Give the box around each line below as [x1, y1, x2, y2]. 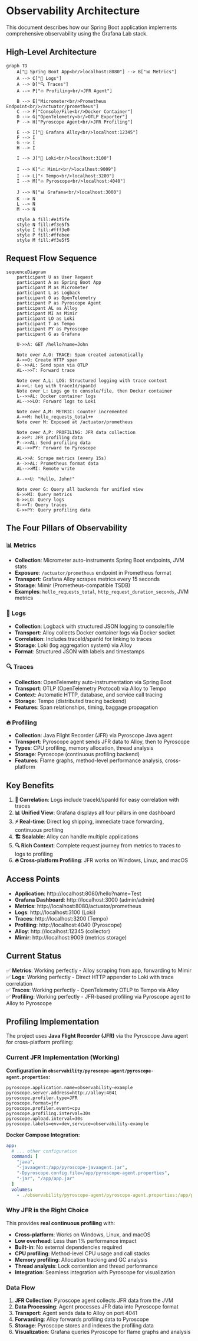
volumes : [11, 1187, 33, 1193]
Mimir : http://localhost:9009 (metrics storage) [14, 934, 127, 941]
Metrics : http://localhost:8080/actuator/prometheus [14, 902, 141, 909]
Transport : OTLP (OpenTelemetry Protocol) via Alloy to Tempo [14, 685, 167, 692]
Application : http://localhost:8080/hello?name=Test [14, 890, 141, 897]
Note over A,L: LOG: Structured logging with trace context [16, 377, 167, 384]
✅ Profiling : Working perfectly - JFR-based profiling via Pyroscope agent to [6, 993, 191, 1000]
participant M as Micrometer [16, 284, 88, 290]
